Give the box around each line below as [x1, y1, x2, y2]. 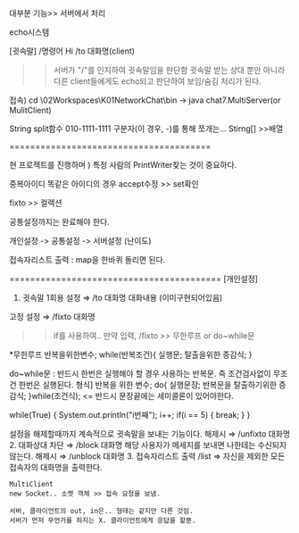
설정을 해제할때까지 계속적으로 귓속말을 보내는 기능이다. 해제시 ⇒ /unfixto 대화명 [9, 429, 291, 439]
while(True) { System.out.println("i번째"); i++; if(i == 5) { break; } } [9, 410, 251, 420]
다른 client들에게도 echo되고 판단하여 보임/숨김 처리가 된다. [53, 76, 262, 87]
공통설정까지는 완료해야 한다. [9, 217, 110, 227]
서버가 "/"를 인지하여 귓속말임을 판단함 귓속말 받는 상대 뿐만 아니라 [53, 65, 286, 75]
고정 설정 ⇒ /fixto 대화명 [9, 312, 96, 321]
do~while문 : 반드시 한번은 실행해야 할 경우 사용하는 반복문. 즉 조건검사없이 [9, 369, 271, 379]
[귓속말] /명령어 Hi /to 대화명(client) [9, 46, 136, 56]
